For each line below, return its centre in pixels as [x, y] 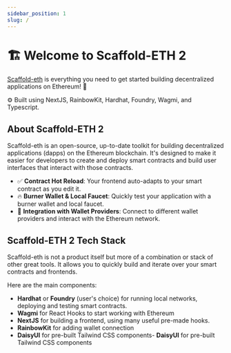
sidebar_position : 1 [37, 13]
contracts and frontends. [42, 272]
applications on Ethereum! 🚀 [47, 86]
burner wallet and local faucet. [61, 204]
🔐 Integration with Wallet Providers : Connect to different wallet [108, 211]
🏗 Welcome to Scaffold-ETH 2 [97, 55]
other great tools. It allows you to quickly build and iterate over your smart [112, 265]
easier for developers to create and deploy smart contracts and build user [112, 160]
